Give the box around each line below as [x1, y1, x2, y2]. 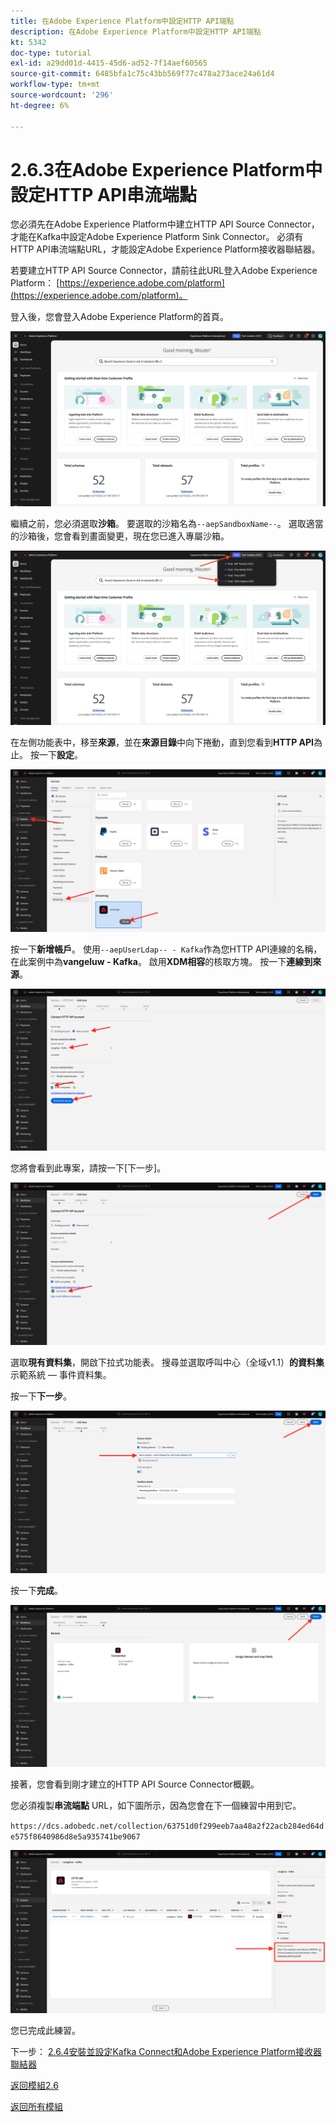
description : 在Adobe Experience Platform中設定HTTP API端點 [10, 26, 262, 37]
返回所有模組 [10, 2100, 63, 2112]
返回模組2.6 [10, 2079, 59, 2091]
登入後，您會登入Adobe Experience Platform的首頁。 [10, 311, 229, 323]
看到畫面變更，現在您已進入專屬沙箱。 [71, 530, 230, 542]
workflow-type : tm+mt [10, 80, 101, 90]
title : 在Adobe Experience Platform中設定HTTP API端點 [10, 16, 235, 26]
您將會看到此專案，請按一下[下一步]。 [10, 1162, 167, 1174]
